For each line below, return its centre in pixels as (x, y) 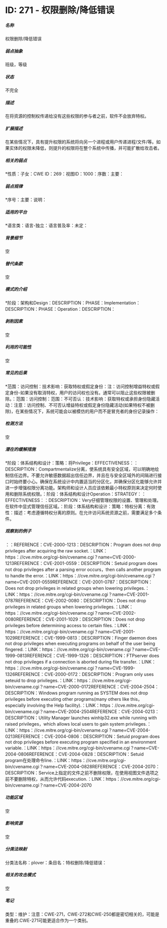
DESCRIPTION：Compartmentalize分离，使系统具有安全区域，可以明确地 (80, 469)
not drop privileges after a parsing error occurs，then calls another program (83, 569)
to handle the (19, 575)
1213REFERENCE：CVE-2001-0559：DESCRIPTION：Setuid (66, 563)
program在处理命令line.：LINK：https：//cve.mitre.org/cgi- (66, 760)
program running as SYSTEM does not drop (103, 693)
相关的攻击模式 (20, 875)
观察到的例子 (18, 531)
